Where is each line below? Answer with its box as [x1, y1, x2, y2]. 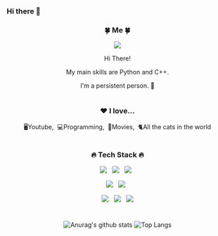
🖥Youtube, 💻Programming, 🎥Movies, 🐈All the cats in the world [23, 122, 212, 131]
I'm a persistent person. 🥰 [79, 81, 155, 90]
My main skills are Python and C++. [65, 68, 169, 77]
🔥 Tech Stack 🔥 [90, 150, 145, 159]
